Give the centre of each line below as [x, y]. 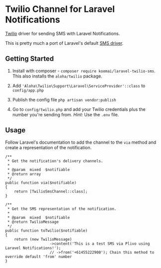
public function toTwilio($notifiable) [46, 230]
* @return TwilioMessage [33, 222]
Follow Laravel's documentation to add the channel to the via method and [81, 142]
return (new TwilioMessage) [43, 239]
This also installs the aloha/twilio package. [57, 76]
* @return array [24, 174]
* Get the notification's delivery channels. [55, 161]
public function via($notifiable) [41, 182]
